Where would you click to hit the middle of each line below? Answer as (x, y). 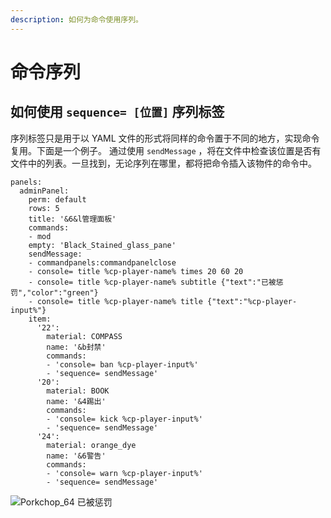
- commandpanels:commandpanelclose (102, 262)
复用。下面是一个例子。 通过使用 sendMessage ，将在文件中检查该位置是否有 (166, 150)
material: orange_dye (91, 445)
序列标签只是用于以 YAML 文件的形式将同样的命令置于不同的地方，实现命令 (165, 138)
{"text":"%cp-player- (252, 301)
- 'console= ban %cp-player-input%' (122, 364)
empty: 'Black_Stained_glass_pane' (102, 245)
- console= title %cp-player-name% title (115, 301)
